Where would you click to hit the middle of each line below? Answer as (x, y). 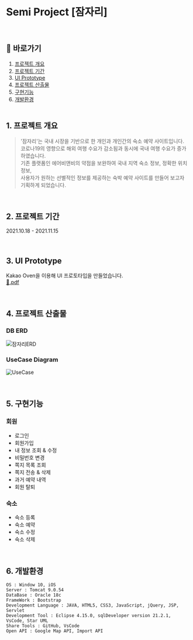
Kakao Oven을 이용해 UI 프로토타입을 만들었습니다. (65, 275)
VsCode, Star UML (27, 621)
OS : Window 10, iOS (31, 585)
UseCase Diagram (32, 359)
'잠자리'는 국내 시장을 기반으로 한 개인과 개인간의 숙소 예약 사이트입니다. (102, 141)
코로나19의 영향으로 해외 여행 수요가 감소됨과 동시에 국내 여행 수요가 (98, 148)
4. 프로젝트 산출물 (37, 313)
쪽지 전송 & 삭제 (32, 472)
